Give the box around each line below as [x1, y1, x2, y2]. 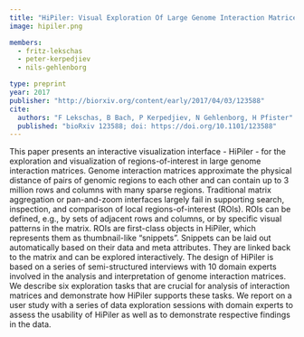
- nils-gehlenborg [17, 63, 88, 72]
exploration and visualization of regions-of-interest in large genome [9, 155, 261, 167]
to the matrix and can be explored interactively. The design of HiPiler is [9, 252, 274, 263]
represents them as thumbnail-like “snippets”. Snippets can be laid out [9, 232, 271, 244]
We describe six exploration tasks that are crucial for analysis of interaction [9, 281, 290, 292]
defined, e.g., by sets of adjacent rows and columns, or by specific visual [9, 213, 282, 224]
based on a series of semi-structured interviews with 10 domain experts [9, 261, 278, 272]
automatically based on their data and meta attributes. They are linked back [9, 242, 291, 253]
